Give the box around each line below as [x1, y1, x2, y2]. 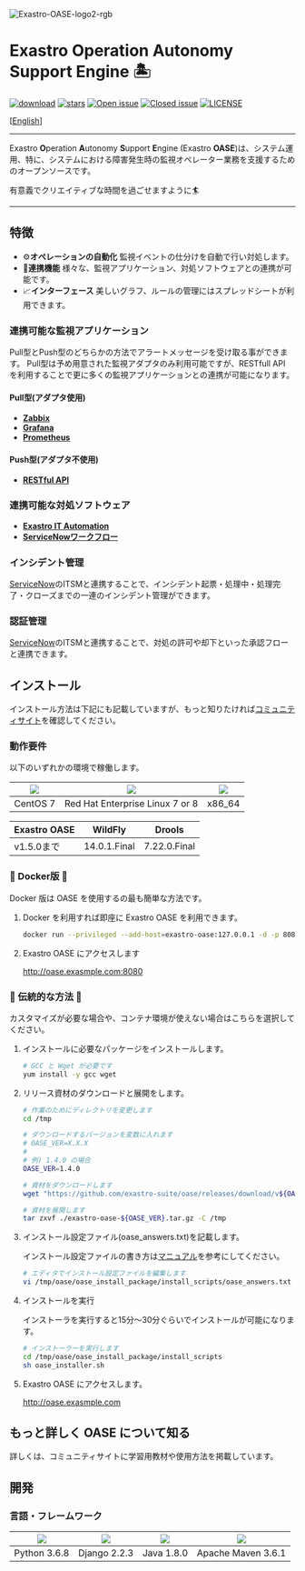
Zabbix [22, 413, 50, 424]
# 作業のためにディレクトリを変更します [22, 1106, 152, 1115]
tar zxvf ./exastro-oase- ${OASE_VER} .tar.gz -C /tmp [22, 1214, 227, 1223]
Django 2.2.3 [78, 1546, 134, 1559]
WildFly [92, 824, 127, 836]
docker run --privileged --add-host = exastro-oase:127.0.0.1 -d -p [22, 930, 280, 939]
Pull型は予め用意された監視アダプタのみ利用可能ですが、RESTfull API [26, 358, 286, 369]
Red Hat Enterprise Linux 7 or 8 [64, 797, 199, 810]
